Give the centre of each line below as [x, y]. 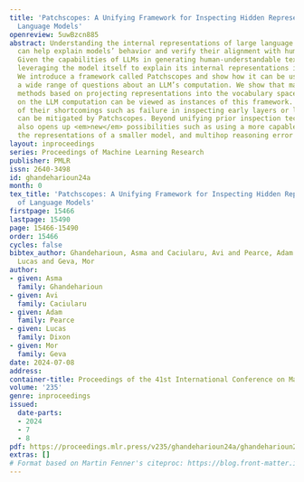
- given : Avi [34, 295]
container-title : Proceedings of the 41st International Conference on [147, 379]
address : [26, 371]
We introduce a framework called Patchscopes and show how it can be [151, 77]
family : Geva [42, 354]
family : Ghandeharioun [60, 287]
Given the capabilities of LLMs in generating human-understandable [149, 60]
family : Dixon [44, 337]
